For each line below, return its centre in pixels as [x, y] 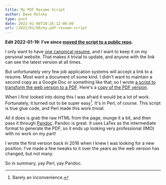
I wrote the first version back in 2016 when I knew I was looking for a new [80, 143]
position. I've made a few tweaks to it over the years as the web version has [82, 148]
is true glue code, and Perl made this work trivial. [55, 108]
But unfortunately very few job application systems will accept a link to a [79, 72]
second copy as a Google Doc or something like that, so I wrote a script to [81, 82]
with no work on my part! [31, 133]
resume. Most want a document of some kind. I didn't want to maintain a [79, 77]
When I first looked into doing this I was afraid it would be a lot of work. [78, 97]
